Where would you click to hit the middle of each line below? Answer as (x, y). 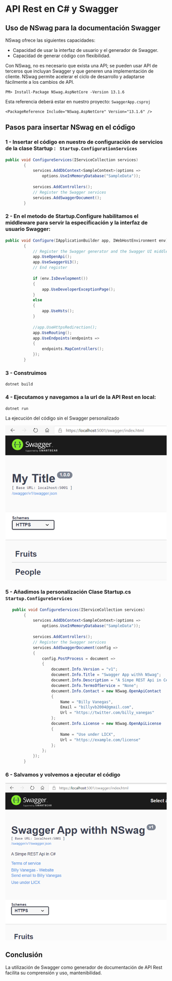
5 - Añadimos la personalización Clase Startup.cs (68, 592)
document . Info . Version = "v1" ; (84, 669)
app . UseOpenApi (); (52, 257)
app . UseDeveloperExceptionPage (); (79, 289)
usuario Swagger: (28, 229)
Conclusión (24, 955)
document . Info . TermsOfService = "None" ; (95, 685)
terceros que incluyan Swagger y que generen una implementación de (79, 71)
